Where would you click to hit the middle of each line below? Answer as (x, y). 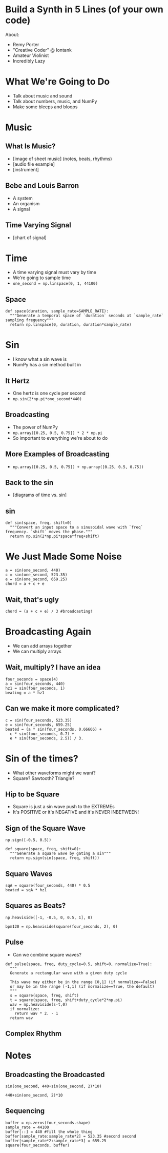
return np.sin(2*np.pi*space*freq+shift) (55, 536)
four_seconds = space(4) (32, 679)
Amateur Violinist (31, 55)
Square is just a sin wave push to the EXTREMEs (64, 807)
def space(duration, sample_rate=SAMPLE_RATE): (57, 311)
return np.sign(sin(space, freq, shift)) (55, 858)
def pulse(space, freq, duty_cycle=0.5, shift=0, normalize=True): (79, 964)
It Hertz (17, 381)
